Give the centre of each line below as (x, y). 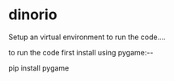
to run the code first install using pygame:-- (81, 52)
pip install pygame (39, 68)
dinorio (33, 15)
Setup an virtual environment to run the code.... (87, 37)
